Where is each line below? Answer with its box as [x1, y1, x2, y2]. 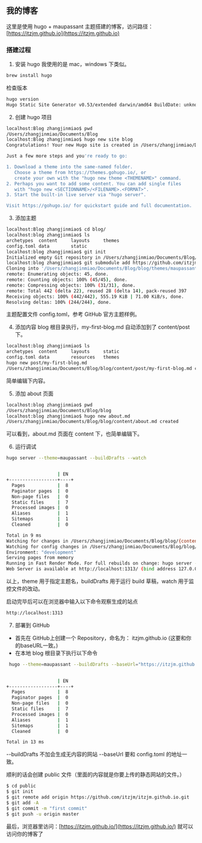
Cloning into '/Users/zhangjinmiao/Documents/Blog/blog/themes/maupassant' [6, 265, 200, 272]
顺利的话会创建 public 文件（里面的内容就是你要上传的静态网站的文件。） [6, 771, 185, 778]
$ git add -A [6, 800, 39, 806]
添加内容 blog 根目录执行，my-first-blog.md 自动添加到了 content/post [14, 324, 191, 331]
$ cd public [6, 783, 36, 789]
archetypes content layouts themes [6, 237, 120, 244]
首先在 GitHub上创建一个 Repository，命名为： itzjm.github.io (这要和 [14, 634, 186, 641]
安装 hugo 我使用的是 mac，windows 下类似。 [14, 61, 130, 68]
